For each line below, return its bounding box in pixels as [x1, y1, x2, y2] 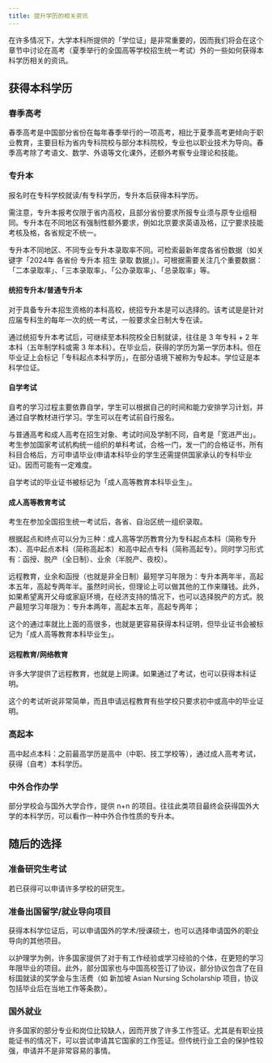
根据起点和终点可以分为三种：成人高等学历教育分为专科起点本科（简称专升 [8, 534, 257, 544]
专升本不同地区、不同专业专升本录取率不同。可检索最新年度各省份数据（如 [8, 245, 257, 255]
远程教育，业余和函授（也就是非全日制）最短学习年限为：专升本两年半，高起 [8, 572, 264, 581]
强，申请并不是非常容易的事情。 [8, 1046, 115, 1056]
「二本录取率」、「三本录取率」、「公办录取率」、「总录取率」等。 [8, 265, 215, 275]
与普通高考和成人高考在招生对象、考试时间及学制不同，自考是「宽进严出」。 [8, 430, 261, 439]
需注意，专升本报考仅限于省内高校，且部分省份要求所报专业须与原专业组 [8, 208, 249, 217]
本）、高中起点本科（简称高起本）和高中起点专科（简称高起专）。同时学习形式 [8, 544, 264, 554]
